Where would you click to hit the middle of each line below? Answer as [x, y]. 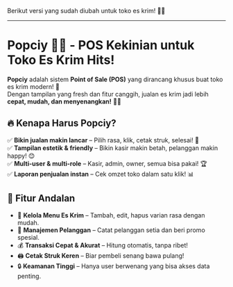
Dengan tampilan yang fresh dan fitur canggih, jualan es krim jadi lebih [108, 94]
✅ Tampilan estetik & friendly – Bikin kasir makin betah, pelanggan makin [113, 148]
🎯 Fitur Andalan [41, 198]
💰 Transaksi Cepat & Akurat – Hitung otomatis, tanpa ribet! [103, 245]
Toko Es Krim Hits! [61, 60]
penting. [29, 276]
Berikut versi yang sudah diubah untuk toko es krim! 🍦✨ [86, 11]
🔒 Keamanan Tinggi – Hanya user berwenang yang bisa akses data [113, 266]
